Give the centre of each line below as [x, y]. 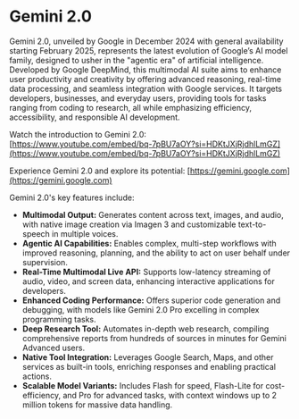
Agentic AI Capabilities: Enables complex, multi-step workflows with [149, 243]
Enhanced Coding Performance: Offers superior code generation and [151, 300]
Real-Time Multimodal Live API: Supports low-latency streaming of [146, 272]
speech [36, 233]
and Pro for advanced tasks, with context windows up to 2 [170, 395]
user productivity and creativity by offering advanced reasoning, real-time [145, 79]
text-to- [252, 224]
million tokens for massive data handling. [97, 405]
